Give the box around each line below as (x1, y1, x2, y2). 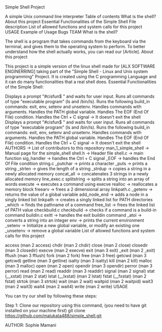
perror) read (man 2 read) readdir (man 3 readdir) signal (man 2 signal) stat (5, 268, 155, 274)
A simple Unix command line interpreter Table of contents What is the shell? (5, 14, 156, 19)
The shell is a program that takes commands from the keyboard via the (5, 38, 146, 44)
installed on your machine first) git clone (5, 308, 86, 313)
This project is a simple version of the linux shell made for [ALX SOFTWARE (5, 63, 156, 69)
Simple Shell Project (5, 4, 45, 10)
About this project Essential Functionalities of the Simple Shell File (5, 19, 136, 24)
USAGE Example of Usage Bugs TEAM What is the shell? (5, 29, 118, 35)
